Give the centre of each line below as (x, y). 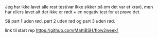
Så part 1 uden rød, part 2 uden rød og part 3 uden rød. (60, 21)
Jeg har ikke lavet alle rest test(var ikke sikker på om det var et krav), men (79, 7)
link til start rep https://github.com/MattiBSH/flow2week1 (62, 30)
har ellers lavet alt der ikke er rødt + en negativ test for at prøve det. (73, 12)
